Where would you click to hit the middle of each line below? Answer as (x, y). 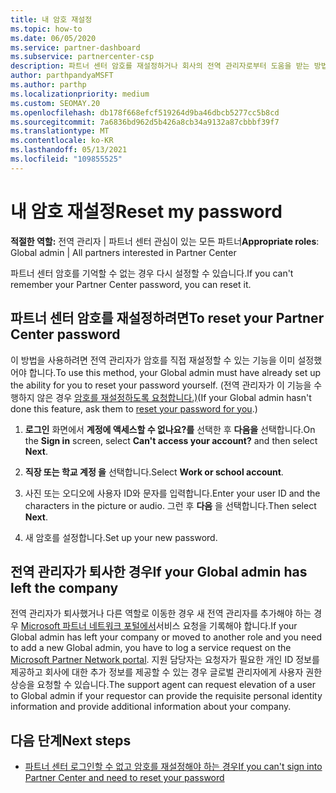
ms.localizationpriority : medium (80, 94)
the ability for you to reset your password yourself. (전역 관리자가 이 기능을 (161, 385)
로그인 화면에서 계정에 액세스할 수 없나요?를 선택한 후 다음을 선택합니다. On (170, 429)
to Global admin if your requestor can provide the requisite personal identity (166, 696)
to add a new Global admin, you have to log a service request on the (151, 648)
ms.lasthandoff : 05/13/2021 (69, 150)
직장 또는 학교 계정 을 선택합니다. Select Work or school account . (154, 472)
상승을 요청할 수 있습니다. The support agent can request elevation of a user (163, 685)
